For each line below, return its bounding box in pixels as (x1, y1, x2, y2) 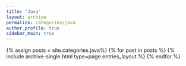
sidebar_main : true (6, 31, 55, 37)
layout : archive (6, 14, 46, 20)
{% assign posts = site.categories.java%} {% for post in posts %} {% (6, 47, 175, 54)
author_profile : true (6, 25, 60, 31)
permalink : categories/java (6, 19, 76, 25)
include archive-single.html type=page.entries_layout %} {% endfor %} (6, 53, 181, 60)
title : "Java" (6, 8, 42, 15)
